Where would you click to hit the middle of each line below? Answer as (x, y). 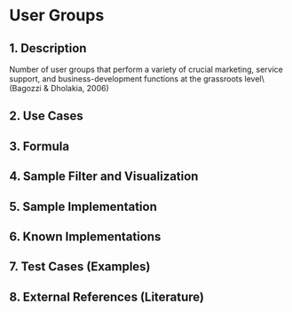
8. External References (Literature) (107, 296)
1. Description (48, 48)
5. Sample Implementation (83, 206)
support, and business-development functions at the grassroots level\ (137, 79)
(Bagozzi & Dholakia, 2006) (59, 88)
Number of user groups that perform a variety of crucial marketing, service (146, 69)
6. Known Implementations (85, 236)
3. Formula (39, 146)
